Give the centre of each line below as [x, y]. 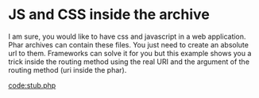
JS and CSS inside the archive [109, 15]
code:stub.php [32, 85]
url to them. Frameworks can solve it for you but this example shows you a [130, 53]
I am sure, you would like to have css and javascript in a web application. [127, 36]
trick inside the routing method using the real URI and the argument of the [129, 62]
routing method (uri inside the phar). [68, 70]
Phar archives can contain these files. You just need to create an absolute [128, 44]
